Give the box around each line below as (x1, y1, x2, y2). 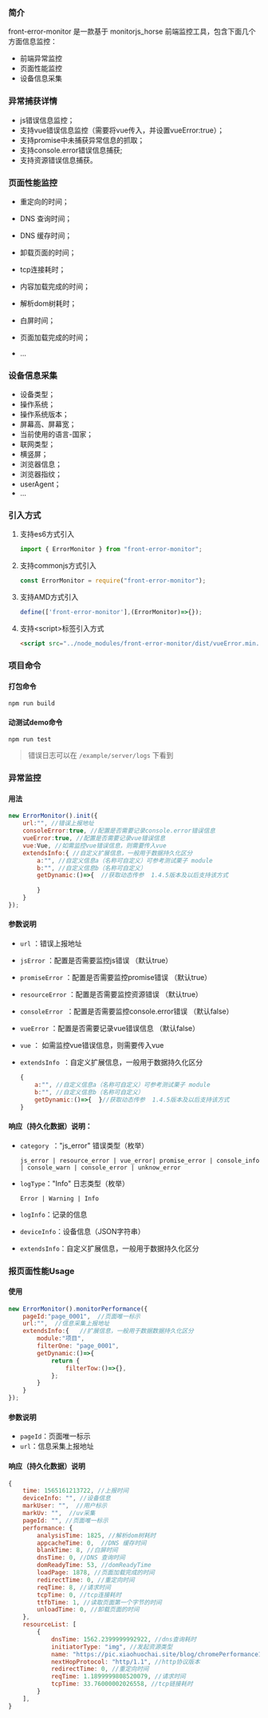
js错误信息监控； (19, 115, 75, 125)
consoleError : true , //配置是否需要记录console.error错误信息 (22, 827, 215, 835)
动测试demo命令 (8, 717, 63, 727)
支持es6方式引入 (19, 530, 75, 539)
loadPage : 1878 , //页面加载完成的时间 (37, 1569, 156, 1577)
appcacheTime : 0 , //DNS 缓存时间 (37, 1539, 147, 1547)
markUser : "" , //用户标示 (22, 1502, 108, 1510)
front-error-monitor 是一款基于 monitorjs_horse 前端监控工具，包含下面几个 (8, 26, 256, 37)
